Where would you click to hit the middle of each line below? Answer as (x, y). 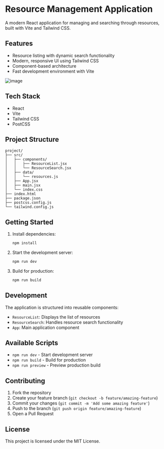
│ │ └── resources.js (32, 177)
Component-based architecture (44, 66)
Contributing (25, 381)
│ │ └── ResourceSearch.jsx (38, 168)
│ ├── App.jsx (22, 181)
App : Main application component (46, 327)
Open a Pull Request (33, 414)
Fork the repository (32, 393)
